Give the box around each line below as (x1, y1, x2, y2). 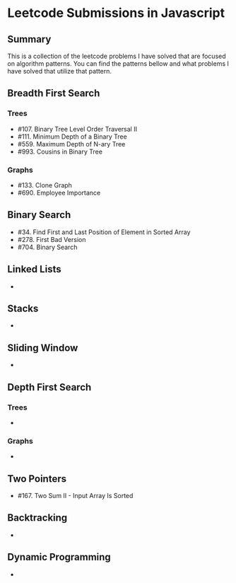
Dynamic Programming (7, 551, 111, 563)
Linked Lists (7, 263, 61, 275)
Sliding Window (7, 342, 78, 354)
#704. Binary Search (17, 243, 78, 251)
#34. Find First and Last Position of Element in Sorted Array (17, 228, 191, 236)
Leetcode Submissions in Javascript (7, 5, 225, 21)
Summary (7, 33, 52, 45)
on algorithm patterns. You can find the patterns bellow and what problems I (7, 59, 230, 68)
